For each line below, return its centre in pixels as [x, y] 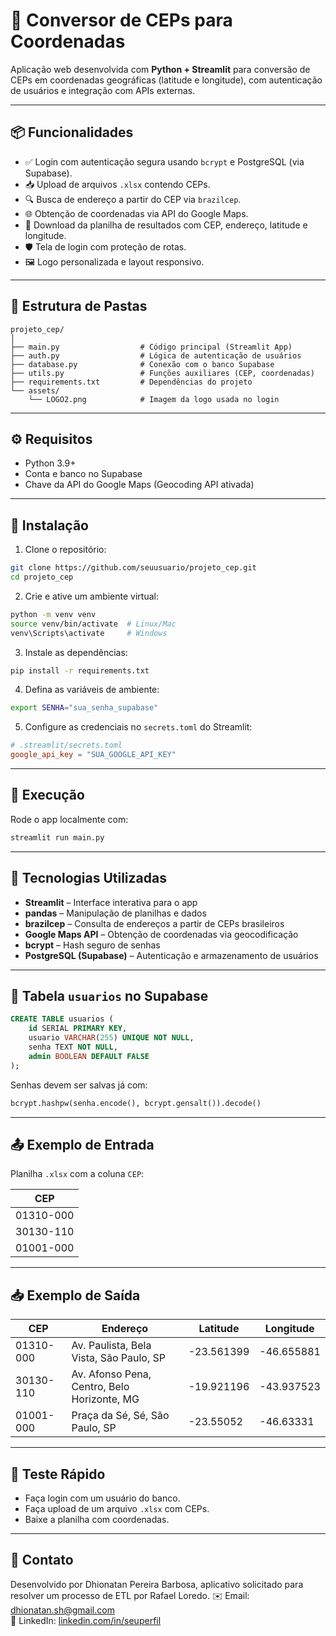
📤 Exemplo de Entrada [82, 1144]
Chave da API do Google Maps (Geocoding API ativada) [139, 485]
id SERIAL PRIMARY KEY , [78, 1029]
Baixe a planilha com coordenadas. [97, 1519]
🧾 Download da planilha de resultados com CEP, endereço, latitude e [166, 225]
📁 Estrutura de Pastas [79, 306]
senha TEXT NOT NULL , [73, 1047]
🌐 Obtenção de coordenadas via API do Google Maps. [136, 213]
